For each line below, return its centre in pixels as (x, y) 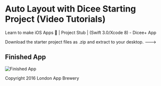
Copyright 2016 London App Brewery (42, 78)
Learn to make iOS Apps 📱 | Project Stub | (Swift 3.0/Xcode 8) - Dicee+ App (81, 32)
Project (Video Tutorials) (55, 19)
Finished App (25, 57)
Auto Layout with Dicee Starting (71, 9)
